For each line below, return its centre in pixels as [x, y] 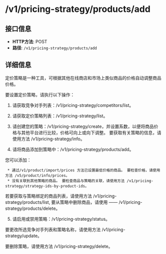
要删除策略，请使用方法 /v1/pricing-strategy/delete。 [59, 246]
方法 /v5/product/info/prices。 [37, 175]
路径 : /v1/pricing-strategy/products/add [55, 48]
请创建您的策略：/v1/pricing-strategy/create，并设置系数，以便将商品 [83, 126]
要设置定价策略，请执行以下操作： [40, 94]
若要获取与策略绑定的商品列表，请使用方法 [49, 196]
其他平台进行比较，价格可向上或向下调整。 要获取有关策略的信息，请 [91, 132]
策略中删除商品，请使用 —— [89, 202]
